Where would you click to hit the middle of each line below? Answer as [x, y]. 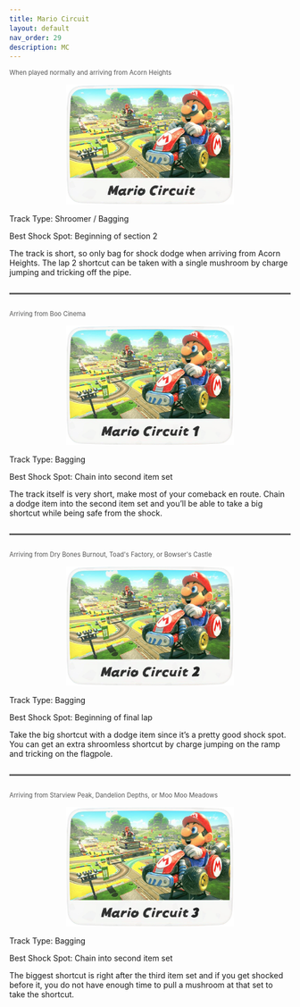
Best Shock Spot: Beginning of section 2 [83, 236]
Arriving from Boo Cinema [48, 314]
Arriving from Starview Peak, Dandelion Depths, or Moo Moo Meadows [114, 795]
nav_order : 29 [36, 38]
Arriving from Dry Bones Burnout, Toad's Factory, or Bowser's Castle [111, 554]
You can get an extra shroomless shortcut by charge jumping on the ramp [145, 744]
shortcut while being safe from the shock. [86, 513]
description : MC [39, 47]
